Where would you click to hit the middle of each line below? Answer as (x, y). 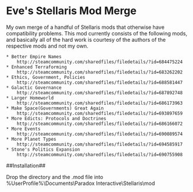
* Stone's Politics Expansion (43, 149)
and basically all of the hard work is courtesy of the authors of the (86, 39)
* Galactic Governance (34, 87)
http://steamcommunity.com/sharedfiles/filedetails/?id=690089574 (100, 134)
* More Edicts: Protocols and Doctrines (56, 118)
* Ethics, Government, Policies (46, 77)
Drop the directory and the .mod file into (55, 177)
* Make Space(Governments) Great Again (55, 108)
